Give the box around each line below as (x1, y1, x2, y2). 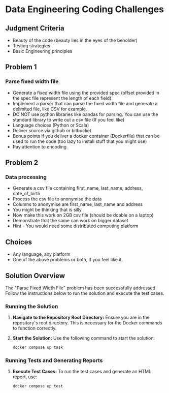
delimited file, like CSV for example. (12, 106, 87, 112)
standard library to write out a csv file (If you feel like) (12, 116, 125, 123)
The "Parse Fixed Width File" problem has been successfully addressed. (5, 285, 157, 291)
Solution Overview (5, 271, 65, 280)
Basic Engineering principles (12, 48, 73, 54)
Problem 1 (5, 63, 37, 72)
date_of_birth (12, 191, 41, 197)
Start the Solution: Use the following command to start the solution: (12, 335, 155, 341)
